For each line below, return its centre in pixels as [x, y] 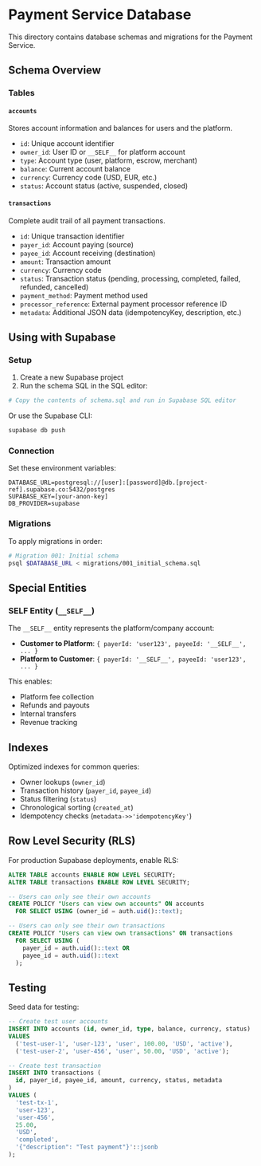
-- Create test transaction [55, 1066]
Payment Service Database [100, 15]
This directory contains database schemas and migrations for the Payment [130, 37]
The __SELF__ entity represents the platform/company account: [111, 628]
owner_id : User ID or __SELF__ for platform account [102, 152]
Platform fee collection [57, 697]
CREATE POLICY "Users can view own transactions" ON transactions [121, 933]
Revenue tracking [49, 723]
